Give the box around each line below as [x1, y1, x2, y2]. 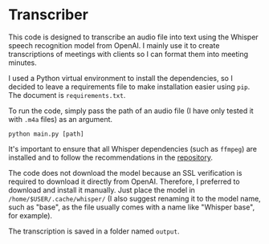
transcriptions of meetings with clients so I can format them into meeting [8, 49, 249, 59]
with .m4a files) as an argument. [8, 114, 113, 124]
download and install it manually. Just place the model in [8, 185, 195, 194]
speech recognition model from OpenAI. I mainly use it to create [8, 40, 220, 50]
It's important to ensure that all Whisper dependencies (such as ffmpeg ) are [8, 144, 257, 153]
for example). [8, 210, 53, 220]
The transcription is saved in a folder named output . [8, 226, 180, 236]
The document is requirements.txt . [8, 90, 126, 100]
